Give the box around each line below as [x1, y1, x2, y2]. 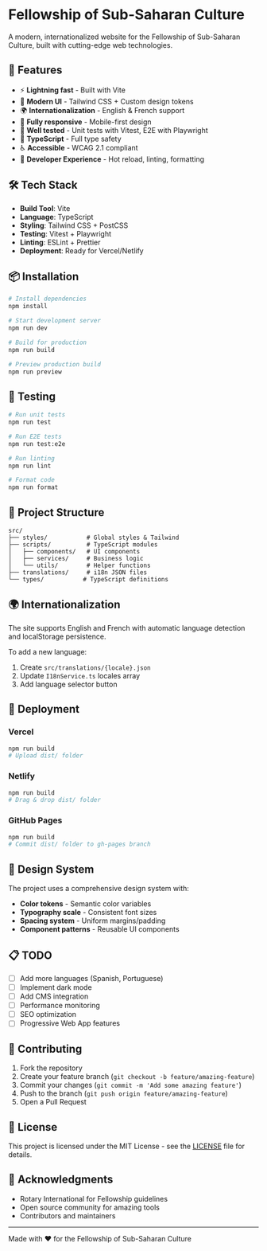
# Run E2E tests [8, 432, 62, 440]
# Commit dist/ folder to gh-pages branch [8, 840, 151, 849]
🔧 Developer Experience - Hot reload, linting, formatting [19, 154, 205, 164]
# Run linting [8, 454, 56, 463]
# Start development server [8, 317, 102, 325]
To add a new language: [8, 647, 87, 656]
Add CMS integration [19, 991, 89, 1001]
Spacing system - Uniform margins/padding [19, 916, 166, 925]
